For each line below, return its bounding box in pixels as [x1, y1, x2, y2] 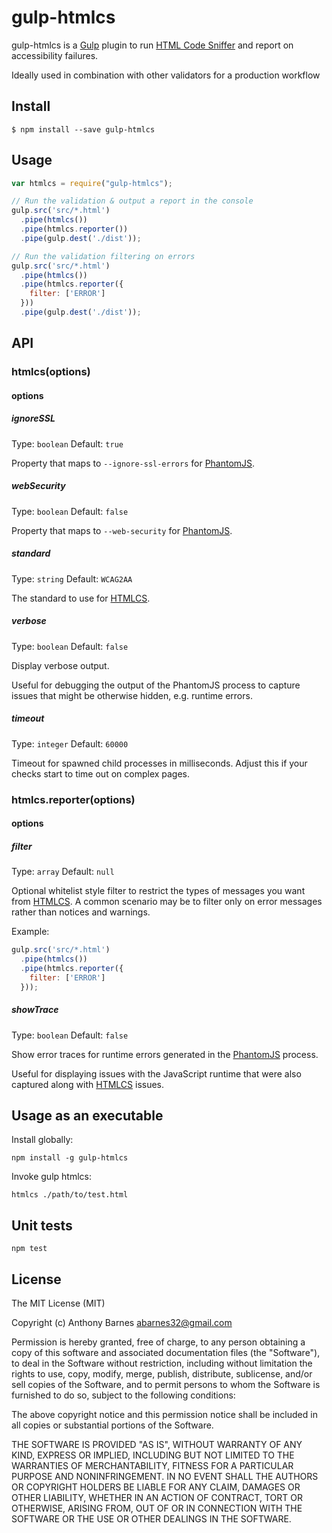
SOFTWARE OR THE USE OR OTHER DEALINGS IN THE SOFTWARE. [11, 1512, 292, 1525]
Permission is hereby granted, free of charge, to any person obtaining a [11, 1336, 306, 1348]
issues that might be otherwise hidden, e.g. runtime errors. [11, 689, 253, 701]
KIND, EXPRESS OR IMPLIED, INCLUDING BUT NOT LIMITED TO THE [11, 1449, 295, 1461]
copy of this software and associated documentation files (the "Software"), [11, 1346, 321, 1358]
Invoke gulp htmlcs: [11, 1171, 92, 1183]
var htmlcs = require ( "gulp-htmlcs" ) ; [11, 178, 173, 188]
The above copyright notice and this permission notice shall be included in [11, 1408, 318, 1420]
